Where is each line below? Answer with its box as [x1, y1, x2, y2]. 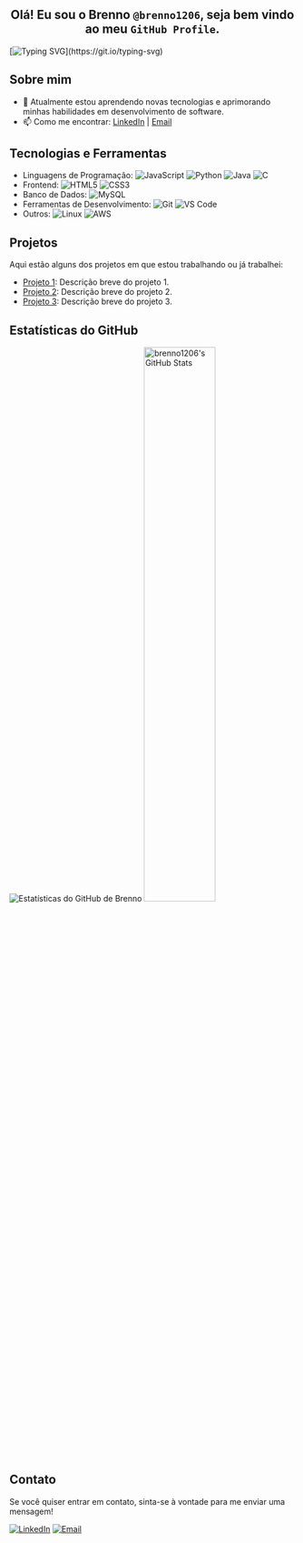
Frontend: [22, 179, 59, 190]
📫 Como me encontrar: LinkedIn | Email [22, 116, 172, 126]
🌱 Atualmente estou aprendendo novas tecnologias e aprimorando [22, 96, 271, 107]
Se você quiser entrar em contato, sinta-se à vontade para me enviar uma [9, 1496, 286, 1507]
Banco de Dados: [22, 189, 88, 200]
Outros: [22, 208, 52, 219]
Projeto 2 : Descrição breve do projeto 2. [22, 287, 172, 298]
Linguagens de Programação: [22, 170, 133, 181]
